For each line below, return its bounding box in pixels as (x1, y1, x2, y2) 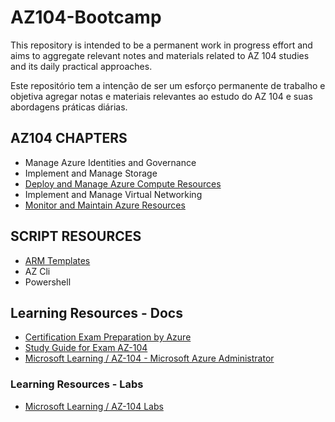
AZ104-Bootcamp (10, 6, 162, 29)
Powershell (24, 276, 72, 288)
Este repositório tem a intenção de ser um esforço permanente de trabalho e (10, 79, 326, 91)
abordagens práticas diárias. (10, 101, 128, 113)
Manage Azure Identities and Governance (24, 156, 197, 168)
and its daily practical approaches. (10, 60, 153, 72)
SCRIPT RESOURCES (10, 228, 142, 245)
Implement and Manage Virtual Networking (24, 188, 203, 200)
